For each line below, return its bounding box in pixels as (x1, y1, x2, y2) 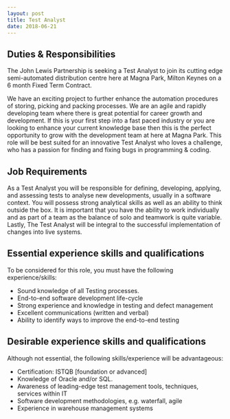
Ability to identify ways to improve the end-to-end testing (16, 316, 180, 324)
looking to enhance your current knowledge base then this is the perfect (7, 124, 211, 132)
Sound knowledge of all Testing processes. (16, 286, 139, 294)
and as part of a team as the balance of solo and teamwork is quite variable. (7, 213, 222, 221)
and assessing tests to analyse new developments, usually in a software (7, 191, 211, 200)
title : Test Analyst (7, 17, 67, 23)
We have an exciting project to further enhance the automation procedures (7, 94, 218, 103)
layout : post (7, 10, 45, 17)
